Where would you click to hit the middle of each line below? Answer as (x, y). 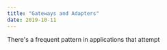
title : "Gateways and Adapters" (53, 13)
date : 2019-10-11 (32, 20)
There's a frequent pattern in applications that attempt (83, 39)
